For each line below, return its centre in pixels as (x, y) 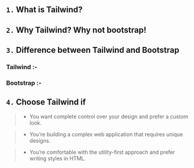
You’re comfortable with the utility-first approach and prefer (102, 152)
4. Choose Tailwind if (46, 102)
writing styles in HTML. (58, 158)
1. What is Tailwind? (44, 10)
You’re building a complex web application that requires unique (106, 134)
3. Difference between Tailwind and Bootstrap (93, 50)
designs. (40, 140)
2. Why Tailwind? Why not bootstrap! (76, 30)
